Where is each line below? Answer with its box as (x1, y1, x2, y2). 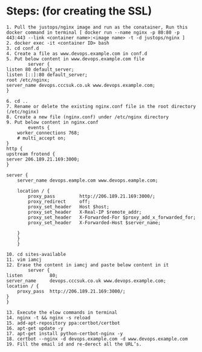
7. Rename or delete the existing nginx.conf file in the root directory (6, 103, 197, 109)
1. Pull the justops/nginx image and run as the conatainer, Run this (6, 24, 188, 30)
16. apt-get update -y (6, 325, 64, 331)
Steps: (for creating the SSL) (6, 4, 152, 18)
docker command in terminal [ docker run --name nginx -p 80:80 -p (6, 29, 180, 36)
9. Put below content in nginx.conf (6, 119, 99, 125)
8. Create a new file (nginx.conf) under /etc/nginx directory (6, 114, 169, 120)
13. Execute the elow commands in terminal (6, 309, 118, 315)
